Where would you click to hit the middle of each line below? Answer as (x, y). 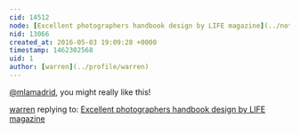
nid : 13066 (29, 34)
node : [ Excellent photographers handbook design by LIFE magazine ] (137, 26)
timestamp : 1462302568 (51, 51)
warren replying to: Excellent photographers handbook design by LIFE (137, 109)
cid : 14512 (29, 17)
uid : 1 (21, 59)
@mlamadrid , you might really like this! (80, 92)
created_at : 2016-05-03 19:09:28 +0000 (83, 42)
